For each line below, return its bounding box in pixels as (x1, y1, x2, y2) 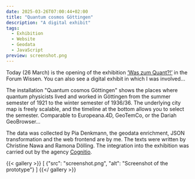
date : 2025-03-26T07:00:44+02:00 (6, 8, 88, 15)
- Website (11, 36, 35, 42)
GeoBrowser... (6, 118, 41, 125)
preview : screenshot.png (6, 53, 67, 58)
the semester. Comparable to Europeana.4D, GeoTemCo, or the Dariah (6, 112, 177, 119)
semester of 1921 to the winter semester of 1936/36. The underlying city (6, 99, 181, 106)
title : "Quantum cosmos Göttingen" (6, 14, 94, 20)
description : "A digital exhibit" (6, 19, 91, 25)
